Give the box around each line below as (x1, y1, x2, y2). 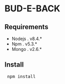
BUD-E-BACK (4, 3, 61, 14)
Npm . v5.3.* (11, 41, 37, 47)
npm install (7, 74, 36, 79)
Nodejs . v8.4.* (11, 36, 43, 42)
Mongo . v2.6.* (11, 46, 42, 52)
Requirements (4, 23, 48, 31)
